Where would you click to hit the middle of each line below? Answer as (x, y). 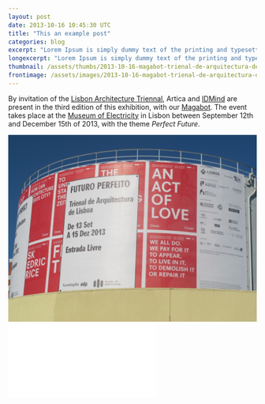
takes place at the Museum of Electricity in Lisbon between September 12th (131, 115)
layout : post (30, 17)
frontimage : (28, 75)
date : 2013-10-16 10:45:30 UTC (60, 25)
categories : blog (37, 42)
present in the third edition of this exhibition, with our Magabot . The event (127, 107)
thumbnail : (26, 67)
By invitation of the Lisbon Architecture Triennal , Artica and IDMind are (123, 98)
